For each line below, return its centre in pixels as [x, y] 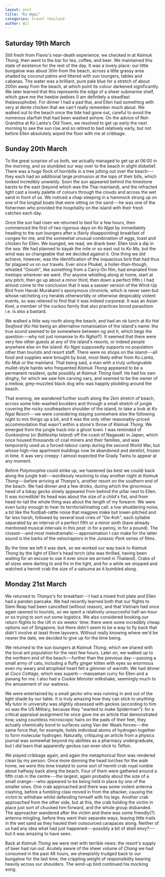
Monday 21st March [36, 584]
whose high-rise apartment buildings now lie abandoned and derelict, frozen [82, 450]
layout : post [18, 10]
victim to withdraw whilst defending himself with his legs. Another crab [77, 797]
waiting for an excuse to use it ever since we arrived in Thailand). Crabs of [80, 558]
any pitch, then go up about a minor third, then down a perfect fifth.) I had [80, 280]
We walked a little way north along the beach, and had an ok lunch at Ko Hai [82, 321]
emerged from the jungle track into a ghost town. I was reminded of [73, 429]
